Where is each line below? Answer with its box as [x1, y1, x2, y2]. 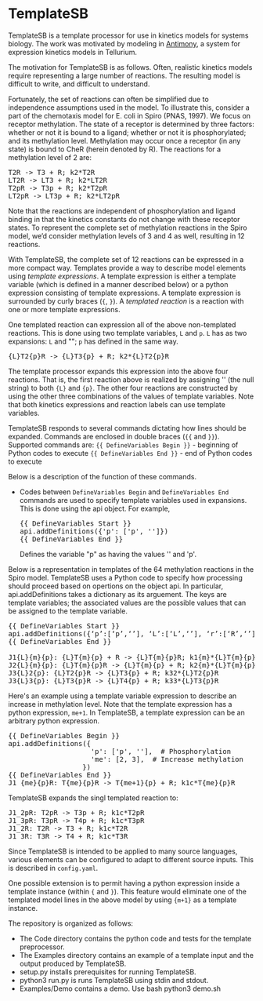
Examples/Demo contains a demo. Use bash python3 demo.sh [19, 984, 222, 993]
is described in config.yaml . [8, 863, 99, 872]
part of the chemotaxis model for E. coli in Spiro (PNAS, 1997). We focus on [8, 111, 251, 120]
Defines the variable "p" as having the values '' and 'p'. [19, 549, 197, 559]
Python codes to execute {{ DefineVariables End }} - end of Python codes [8, 448, 253, 457]
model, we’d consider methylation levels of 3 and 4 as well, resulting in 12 [8, 231, 245, 240]
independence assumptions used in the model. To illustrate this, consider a [8, 103, 250, 112]
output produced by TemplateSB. [19, 959, 127, 968]
